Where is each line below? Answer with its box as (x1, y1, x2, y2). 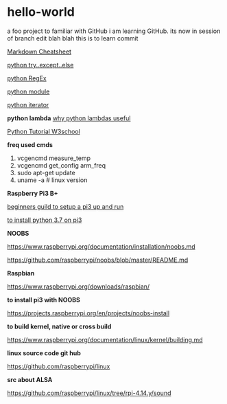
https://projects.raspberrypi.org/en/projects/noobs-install (7, 308, 170, 317)
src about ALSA (7, 375, 53, 383)
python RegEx (7, 74, 47, 82)
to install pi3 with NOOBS (7, 295, 81, 304)
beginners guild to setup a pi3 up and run (7, 202, 124, 210)
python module (7, 87, 50, 96)
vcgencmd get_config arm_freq (16, 161, 106, 169)
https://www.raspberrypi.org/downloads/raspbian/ (7, 282, 150, 291)
